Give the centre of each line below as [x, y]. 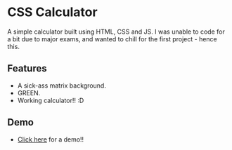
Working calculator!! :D [51, 100]
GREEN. [29, 93]
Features [27, 68]
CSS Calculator [52, 12]
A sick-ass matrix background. [62, 86]
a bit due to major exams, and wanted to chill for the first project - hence [112, 39]
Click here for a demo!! [51, 139]
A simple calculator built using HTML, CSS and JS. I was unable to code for [116, 32]
